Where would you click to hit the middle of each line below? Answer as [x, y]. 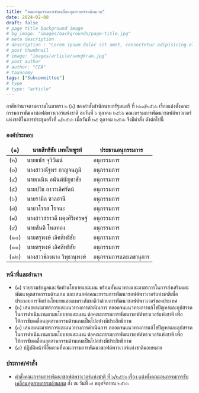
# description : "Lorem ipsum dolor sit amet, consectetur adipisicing [96, 45]
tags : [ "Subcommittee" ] [36, 78]
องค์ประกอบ [20, 135]
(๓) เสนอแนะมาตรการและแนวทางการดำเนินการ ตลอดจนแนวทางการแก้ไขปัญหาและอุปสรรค [104, 328]
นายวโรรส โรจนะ [46, 209]
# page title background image [45, 28]
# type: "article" [29, 89]
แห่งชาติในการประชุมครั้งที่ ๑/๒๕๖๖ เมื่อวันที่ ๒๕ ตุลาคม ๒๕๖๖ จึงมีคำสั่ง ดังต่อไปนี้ [85, 119]
